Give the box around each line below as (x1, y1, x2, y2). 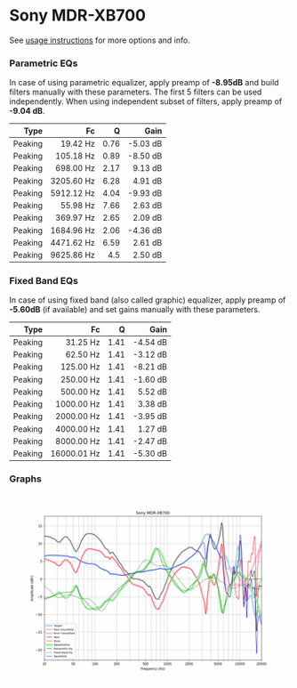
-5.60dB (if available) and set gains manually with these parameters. (9, 304, 261, 315)
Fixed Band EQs (9, 274, 78, 287)
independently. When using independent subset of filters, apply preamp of (9, 96, 283, 107)
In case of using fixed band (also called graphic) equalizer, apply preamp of (9, 295, 286, 305)
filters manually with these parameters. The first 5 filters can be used (9, 86, 262, 98)
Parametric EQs (9, 57, 78, 69)
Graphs (9, 473, 42, 485)
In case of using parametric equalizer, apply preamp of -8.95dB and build (9, 77, 279, 88)
